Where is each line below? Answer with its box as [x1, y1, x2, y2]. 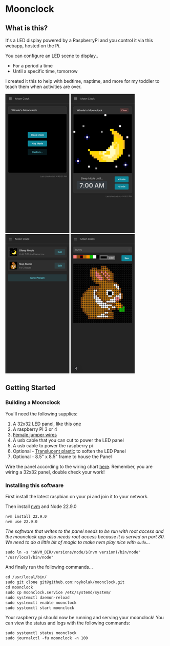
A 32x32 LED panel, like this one [12, 421, 81, 427]
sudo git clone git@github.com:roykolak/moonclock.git [5, 580, 125, 585]
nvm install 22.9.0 [5, 514, 47, 519]
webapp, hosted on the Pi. [5, 43, 61, 49]
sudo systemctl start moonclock [5, 605, 74, 610]
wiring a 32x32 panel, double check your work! [5, 469, 105, 475]
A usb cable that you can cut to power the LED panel [12, 437, 124, 443]
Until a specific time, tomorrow [12, 68, 78, 74]
